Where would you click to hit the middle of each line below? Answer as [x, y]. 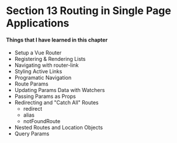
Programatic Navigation [43, 78]
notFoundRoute [42, 121]
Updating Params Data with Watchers [60, 90]
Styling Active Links [38, 71]
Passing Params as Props [45, 96]
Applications [38, 23]
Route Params [31, 84]
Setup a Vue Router [38, 53]
